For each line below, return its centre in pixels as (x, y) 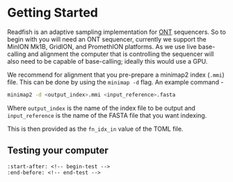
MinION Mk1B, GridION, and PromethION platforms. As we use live (102, 46)
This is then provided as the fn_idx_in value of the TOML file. (95, 129)
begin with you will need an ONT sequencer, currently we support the (107, 39)
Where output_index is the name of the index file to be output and (102, 108)
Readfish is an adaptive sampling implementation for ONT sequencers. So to (116, 32)
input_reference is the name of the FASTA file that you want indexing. (107, 115)
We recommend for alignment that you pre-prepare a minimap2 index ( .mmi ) (116, 75)
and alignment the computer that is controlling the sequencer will (121, 54)
